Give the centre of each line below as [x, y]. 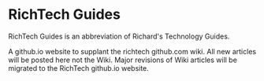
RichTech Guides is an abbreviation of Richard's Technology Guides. [119, 36]
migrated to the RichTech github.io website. [79, 68]
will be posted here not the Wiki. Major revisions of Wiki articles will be [123, 60]
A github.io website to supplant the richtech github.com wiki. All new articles [132, 51]
